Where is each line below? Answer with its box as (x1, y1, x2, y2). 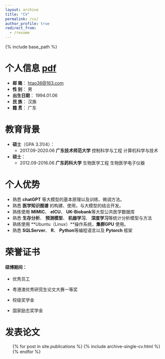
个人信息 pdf (5, 63, 57, 74)
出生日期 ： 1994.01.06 (12, 92, 58, 98)
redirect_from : (5, 26, 37, 31)
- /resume (9, 30, 30, 35)
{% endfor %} (12, 349, 41, 355)
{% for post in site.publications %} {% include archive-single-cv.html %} (12, 344, 161, 350)
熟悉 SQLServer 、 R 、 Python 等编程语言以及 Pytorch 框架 (12, 227, 133, 233)
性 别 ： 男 (12, 86, 33, 92)
